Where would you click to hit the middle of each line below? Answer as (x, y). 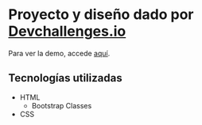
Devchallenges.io (67, 31)
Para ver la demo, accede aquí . (59, 53)
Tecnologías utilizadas (65, 78)
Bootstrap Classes (62, 105)
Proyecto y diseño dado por (101, 15)
